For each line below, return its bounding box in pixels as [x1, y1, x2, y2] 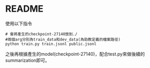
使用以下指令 [5, 20, 32, 26]
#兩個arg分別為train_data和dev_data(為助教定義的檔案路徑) [5, 37, 121, 42]
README [5, 3, 44, 15]
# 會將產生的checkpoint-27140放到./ [5, 31, 78, 37]
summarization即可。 [5, 57, 50, 63]
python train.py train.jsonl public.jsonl [5, 41, 97, 46]
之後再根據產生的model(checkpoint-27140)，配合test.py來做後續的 [5, 51, 145, 57]
